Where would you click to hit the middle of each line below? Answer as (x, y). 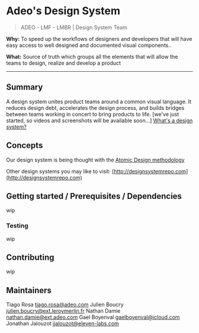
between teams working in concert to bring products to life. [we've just (93, 114)
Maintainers (29, 290)
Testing (17, 226)
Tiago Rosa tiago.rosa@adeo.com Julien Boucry (65, 305)
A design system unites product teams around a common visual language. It (99, 102)
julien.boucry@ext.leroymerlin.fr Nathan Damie (63, 311)
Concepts (25, 146)
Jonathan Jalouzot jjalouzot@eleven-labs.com (63, 324)
